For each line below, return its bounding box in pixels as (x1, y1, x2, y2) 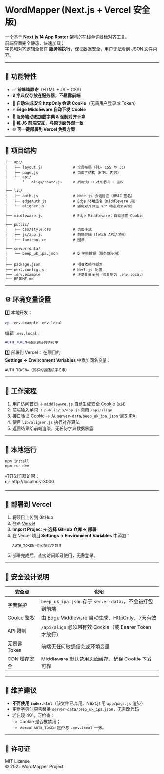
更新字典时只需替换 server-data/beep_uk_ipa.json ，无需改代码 (12, 706, 139, 712)
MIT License (5, 758, 30, 764)
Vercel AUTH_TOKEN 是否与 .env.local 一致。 (19, 725, 107, 730)
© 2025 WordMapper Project (5, 763, 64, 769)
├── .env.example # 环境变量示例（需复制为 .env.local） (5, 272, 145, 277)
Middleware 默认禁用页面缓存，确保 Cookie (41, 656, 141, 662)
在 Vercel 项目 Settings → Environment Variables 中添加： (12, 533, 131, 539)
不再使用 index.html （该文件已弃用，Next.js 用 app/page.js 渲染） (12, 700, 145, 706)
